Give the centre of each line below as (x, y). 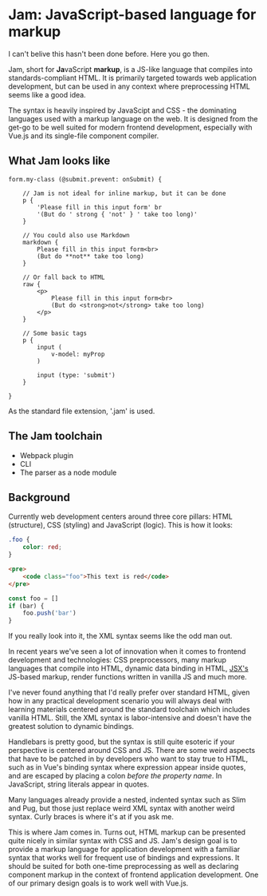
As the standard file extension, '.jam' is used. (82, 411)
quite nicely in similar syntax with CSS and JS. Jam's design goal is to (123, 841)
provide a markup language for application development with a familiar (124, 850)
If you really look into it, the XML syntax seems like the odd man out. (120, 636)
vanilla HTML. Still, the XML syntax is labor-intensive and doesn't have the (130, 718)
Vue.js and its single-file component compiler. (84, 135)
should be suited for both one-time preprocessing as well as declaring (124, 866)
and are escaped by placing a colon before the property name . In (115, 776)
